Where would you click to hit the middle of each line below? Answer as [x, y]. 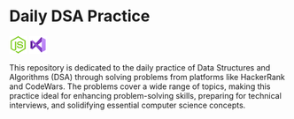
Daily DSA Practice [80, 16]
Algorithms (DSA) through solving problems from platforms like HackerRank [147, 77]
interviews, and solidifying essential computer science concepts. [128, 105]
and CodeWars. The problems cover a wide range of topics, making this [140, 86]
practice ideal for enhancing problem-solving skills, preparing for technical [145, 95]
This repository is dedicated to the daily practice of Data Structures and [140, 67]
